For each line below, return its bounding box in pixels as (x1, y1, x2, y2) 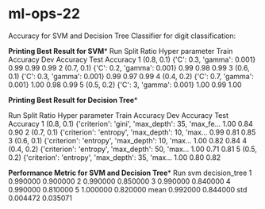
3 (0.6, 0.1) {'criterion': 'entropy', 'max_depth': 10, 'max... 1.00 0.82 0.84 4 (8, 135, 248, 145)
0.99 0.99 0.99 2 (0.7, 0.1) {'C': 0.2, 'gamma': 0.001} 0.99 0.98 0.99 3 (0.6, (8, 63, 250, 72)
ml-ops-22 (8, 5, 81, 23)
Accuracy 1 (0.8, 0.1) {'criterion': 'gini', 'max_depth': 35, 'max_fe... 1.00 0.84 (8, 119, 253, 128)
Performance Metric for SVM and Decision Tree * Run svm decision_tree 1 (8, 168, 252, 177)
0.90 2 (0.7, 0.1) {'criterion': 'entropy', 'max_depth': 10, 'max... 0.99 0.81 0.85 (8, 127, 256, 137)
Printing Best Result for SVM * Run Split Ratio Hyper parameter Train (8, 46, 233, 55)
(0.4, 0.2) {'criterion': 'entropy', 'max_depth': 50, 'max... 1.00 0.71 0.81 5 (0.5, (8, 144, 258, 154)
